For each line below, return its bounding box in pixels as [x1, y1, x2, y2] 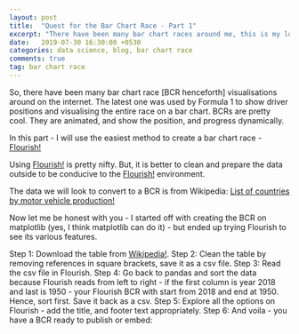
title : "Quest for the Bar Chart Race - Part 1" [9, 21, 198, 30]
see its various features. [9, 231, 98, 242]
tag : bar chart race [9, 63, 86, 72]
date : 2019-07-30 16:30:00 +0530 [9, 37, 141, 47]
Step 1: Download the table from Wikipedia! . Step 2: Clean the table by [9, 248, 267, 258]
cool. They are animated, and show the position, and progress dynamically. [9, 115, 285, 125]
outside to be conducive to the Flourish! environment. [9, 168, 206, 179]
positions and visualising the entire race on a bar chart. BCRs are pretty [9, 106, 271, 116]
